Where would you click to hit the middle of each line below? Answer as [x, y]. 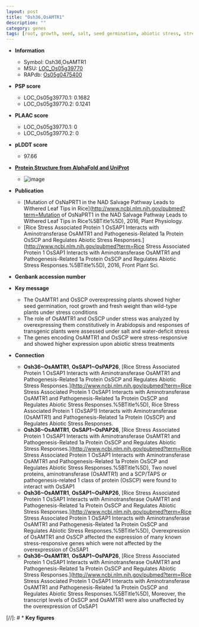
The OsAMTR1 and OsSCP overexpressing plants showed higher [102, 300]
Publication [29, 191]
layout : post [22, 12]
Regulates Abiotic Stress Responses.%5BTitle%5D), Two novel [100, 468]
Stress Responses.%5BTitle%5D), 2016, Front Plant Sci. [91, 265]
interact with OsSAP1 [49, 486]
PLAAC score [31, 116]
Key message [32, 288]
